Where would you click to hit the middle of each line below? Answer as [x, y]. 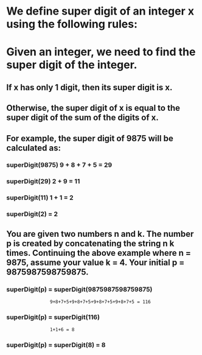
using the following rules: [72, 24]
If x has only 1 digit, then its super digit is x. [89, 87]
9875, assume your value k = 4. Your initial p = [96, 262]
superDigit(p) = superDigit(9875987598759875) [79, 289]
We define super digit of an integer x [100, 11]
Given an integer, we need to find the [101, 52]
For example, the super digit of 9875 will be [90, 138]
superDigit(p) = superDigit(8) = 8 [56, 345]
